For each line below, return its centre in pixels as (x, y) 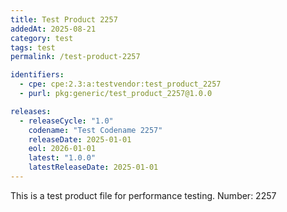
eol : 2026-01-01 (62, 149)
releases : (31, 111)
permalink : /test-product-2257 (75, 57)
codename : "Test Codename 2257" (95, 130)
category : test (42, 38)
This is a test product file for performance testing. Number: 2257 (143, 195)
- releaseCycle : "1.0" (66, 121)
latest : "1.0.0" (62, 158)
